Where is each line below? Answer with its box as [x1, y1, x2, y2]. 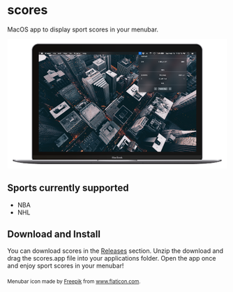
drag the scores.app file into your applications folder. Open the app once [7, 254, 216, 263]
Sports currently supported [7, 182, 129, 194]
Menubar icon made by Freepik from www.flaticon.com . [7, 278, 141, 285]
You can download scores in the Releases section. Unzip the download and [7, 247, 224, 255]
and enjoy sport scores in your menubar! [7, 261, 124, 270]
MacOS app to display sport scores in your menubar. [7, 25, 159, 34]
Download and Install [7, 228, 101, 240]
